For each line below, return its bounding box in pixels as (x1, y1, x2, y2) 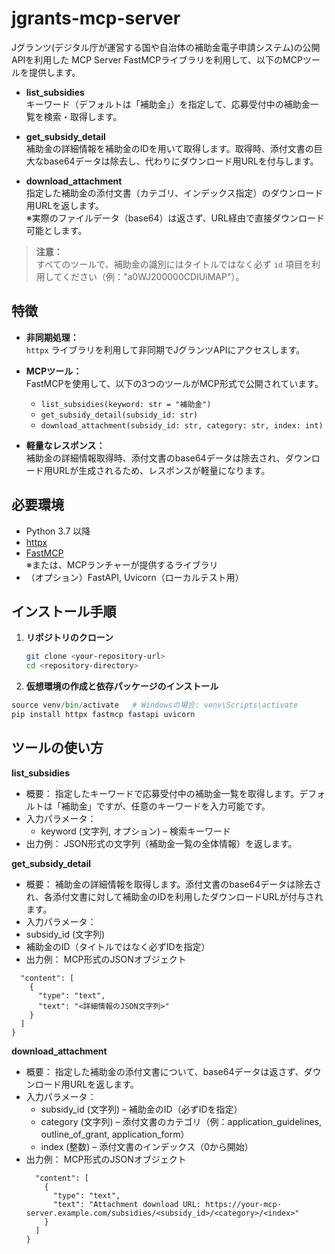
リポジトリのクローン (25, 632, 114, 644)
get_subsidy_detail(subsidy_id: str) (40, 410, 199, 420)
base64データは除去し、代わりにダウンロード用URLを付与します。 (43, 155, 319, 167)
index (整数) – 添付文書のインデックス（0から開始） (40, 1140, 254, 1152)
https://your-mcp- (205, 1199, 282, 1209)
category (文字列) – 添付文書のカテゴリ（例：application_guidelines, (40, 1115, 322, 1127)
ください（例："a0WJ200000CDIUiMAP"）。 (61, 270, 245, 282)
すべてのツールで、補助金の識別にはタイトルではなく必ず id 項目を (35, 258, 312, 270)
